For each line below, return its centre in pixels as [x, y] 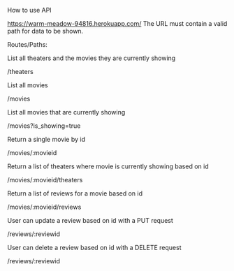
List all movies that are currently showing [66, 112]
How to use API [29, 10]
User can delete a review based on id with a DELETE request [94, 248]
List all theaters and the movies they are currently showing [92, 58]
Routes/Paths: [27, 44]
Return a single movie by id [46, 139]
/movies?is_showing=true [44, 126]
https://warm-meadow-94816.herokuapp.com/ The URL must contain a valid [117, 23]
